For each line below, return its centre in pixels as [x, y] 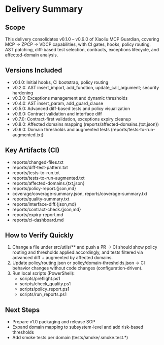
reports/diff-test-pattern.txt [40, 167]
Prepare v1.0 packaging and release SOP [54, 322]
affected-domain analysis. [32, 55]
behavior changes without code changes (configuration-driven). [77, 268]
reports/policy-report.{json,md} [44, 188]
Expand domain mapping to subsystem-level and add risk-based [78, 327]
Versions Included [34, 70]
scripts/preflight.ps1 [40, 279]
